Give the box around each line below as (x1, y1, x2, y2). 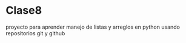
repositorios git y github (5, 29, 65, 36)
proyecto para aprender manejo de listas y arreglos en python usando (5, 23, 180, 30)
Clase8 (5, 4, 42, 17)
